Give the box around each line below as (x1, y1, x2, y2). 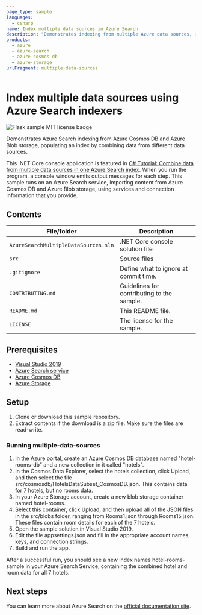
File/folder (46, 227, 77, 236)
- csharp (11, 20, 34, 26)
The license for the (120, 317, 173, 325)
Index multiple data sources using (6, 91, 179, 104)
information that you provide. (6, 192, 78, 199)
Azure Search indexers (6, 104, 123, 118)
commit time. (120, 272, 157, 280)
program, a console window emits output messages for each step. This (6, 172, 182, 180)
